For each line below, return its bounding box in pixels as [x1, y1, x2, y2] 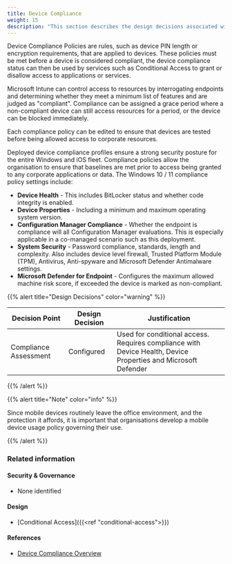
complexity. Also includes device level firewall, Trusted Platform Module [17, 250, 222, 258]
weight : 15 [7, 17, 39, 24]
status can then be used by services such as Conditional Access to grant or [7, 64, 222, 73]
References [7, 534, 41, 542]
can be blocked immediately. [7, 114, 89, 122]
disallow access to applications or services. [7, 71, 131, 80]
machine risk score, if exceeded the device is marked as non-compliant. [17, 280, 223, 288]
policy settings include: [7, 178, 73, 186]
